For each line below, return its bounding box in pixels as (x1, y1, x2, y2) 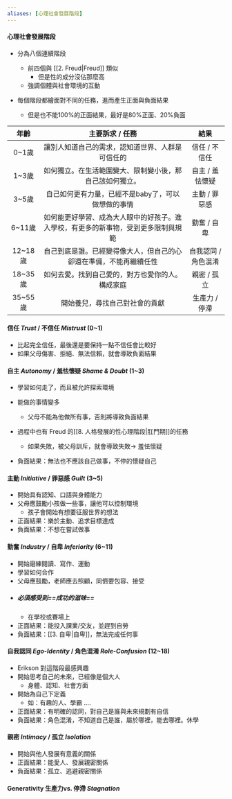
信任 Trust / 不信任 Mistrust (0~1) (7, 324, 103, 333)
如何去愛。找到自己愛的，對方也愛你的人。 (43, 270, 182, 279)
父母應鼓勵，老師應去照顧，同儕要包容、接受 (17, 577, 145, 585)
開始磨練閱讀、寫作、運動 (17, 559, 90, 568)
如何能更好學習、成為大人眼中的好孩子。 (43, 212, 175, 222)
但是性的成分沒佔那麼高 (37, 72, 105, 80)
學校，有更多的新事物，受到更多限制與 (50, 222, 175, 232)
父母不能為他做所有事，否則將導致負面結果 (27, 413, 149, 421)
